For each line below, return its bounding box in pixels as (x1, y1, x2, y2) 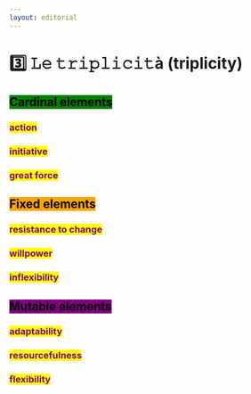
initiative (9, 145, 48, 158)
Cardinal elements (9, 94, 113, 110)
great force (9, 168, 59, 181)
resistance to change (9, 224, 103, 236)
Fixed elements (9, 197, 96, 212)
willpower (9, 247, 53, 259)
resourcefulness (9, 349, 83, 362)
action (9, 121, 37, 134)
